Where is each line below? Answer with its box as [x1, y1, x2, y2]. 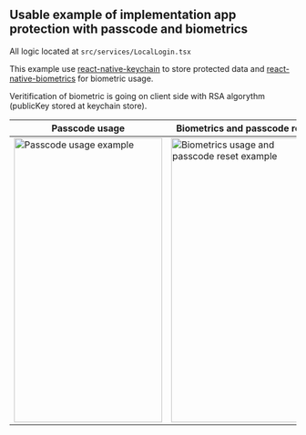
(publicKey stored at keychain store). [9, 100, 148, 111]
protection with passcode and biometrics [9, 22, 249, 37]
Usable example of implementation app [9, 7, 237, 23]
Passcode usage [51, 122, 126, 135]
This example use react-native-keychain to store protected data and [9, 63, 265, 74]
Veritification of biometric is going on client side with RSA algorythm [9, 90, 266, 101]
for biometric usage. [76, 73, 154, 84]
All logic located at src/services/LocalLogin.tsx [9, 46, 191, 56]
